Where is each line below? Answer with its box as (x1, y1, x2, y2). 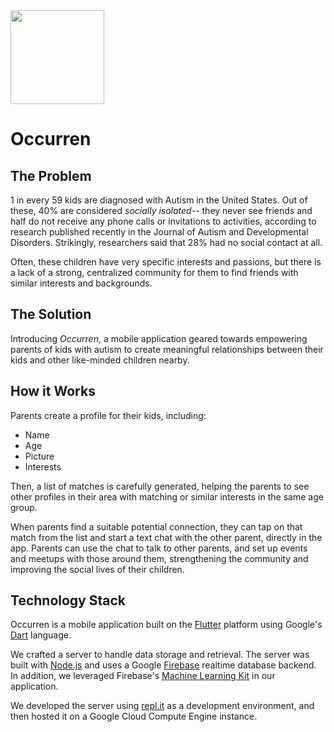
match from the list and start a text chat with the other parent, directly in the (10, 531, 323, 543)
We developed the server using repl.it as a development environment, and (10, 700, 315, 712)
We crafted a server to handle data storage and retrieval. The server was (10, 649, 310, 661)
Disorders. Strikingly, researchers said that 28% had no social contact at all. (10, 237, 323, 248)
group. (10, 501, 38, 513)
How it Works (10, 383, 96, 400)
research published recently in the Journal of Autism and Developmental (10, 226, 309, 238)
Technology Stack (10, 592, 126, 609)
